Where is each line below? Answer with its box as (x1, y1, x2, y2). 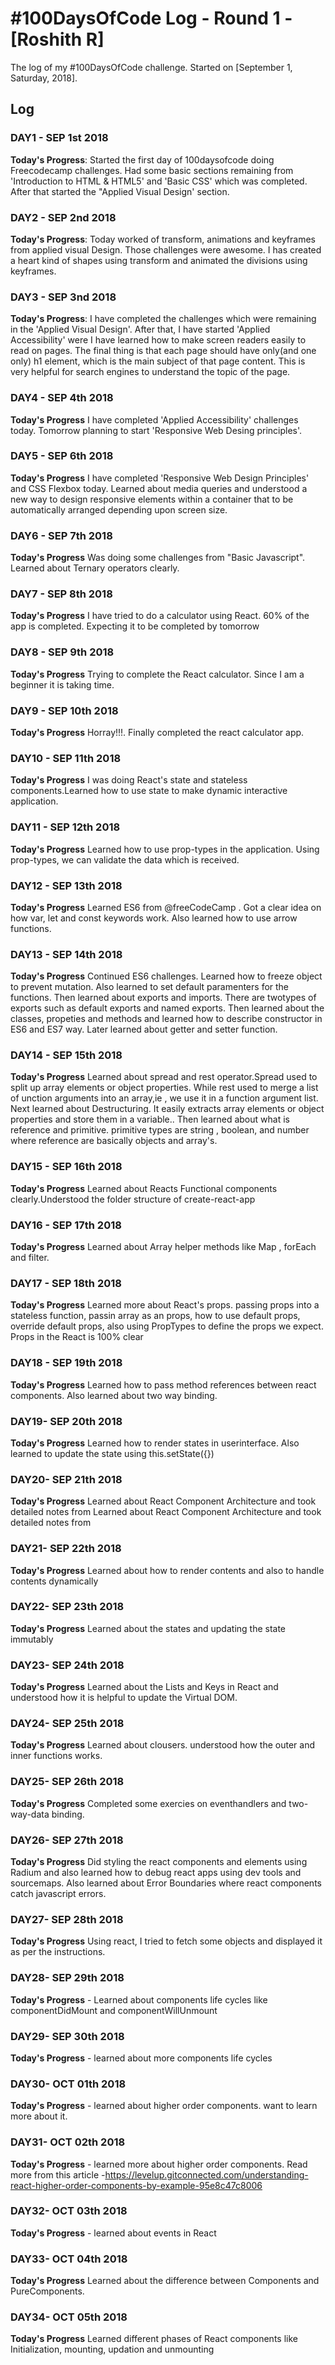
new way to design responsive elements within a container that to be (10, 493, 294, 505)
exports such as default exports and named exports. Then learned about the (10, 1002, 325, 1014)
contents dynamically (10, 1575, 99, 1587)
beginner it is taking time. (10, 678, 115, 691)
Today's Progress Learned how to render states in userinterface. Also (10, 1437, 300, 1449)
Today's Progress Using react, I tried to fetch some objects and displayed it (10, 1935, 323, 1947)
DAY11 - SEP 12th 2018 (10, 820, 121, 834)
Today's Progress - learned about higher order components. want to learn (10, 2100, 318, 2112)
